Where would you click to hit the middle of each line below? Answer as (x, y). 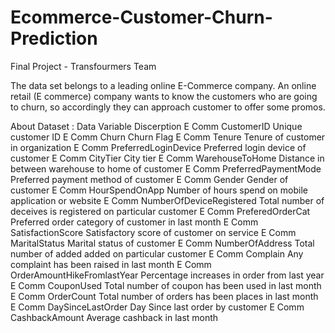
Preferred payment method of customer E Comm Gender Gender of (149, 179)
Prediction (54, 38)
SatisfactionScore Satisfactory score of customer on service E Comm (153, 232)
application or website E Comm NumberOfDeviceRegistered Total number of (167, 200)
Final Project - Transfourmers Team (83, 66)
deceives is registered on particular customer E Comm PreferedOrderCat (160, 211)
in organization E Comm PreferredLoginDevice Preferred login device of (158, 147)
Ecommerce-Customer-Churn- (141, 17)
